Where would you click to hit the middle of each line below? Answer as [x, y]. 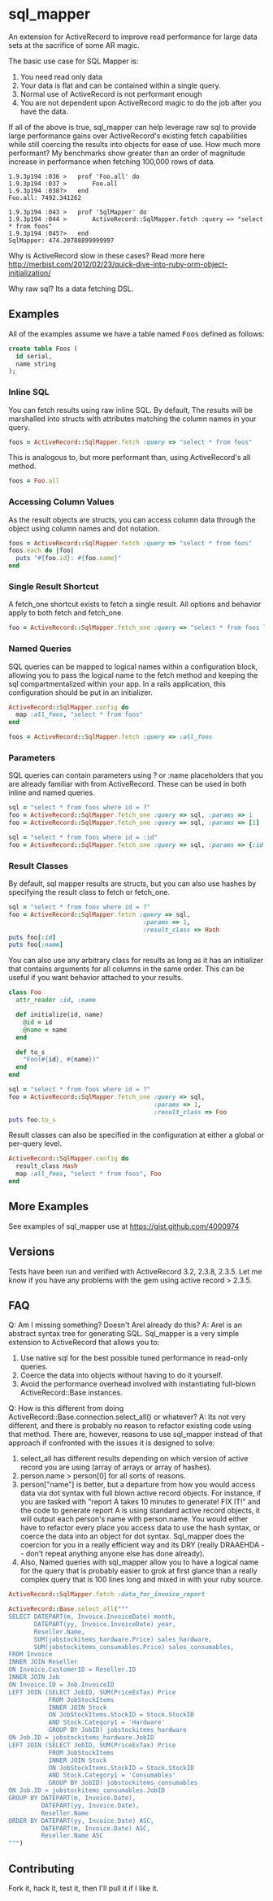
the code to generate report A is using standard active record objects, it [140, 1510]
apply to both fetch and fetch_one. [66, 613]
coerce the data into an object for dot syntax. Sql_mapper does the [132, 1536]
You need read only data [61, 76]
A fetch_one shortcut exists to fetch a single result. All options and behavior [135, 604]
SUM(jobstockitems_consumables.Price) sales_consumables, [134, 1647]
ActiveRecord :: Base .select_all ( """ [69, 1609]
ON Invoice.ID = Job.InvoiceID [61, 1684]
